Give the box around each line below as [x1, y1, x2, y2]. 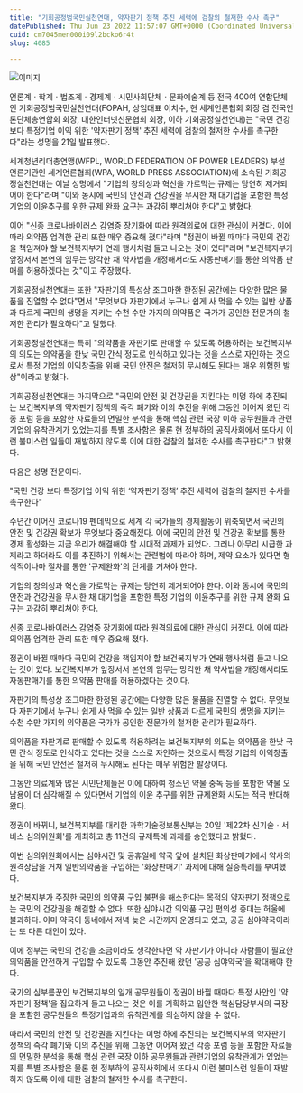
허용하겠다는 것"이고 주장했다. [25, 266, 132, 276]
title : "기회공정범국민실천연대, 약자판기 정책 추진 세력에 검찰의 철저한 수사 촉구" [9, 13, 280, 23]
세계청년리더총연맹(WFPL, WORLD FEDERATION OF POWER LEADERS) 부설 [9, 155, 286, 167]
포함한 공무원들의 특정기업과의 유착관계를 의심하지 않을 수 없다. [18, 1009, 241, 1021]
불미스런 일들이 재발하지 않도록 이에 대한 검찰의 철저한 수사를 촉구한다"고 [18, 435, 275, 447]
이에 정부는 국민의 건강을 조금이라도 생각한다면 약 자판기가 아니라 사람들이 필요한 [9, 945, 294, 956]
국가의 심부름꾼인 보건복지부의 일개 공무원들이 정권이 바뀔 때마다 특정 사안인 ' [9, 986, 281, 998]
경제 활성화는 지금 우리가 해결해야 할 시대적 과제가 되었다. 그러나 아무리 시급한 [9, 538, 284, 549]
